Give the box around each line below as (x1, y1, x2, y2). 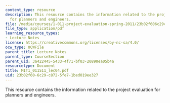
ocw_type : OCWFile (5, 45, 44, 50)
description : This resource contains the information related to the (5, 12, 155, 17)
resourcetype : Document (5, 63, 56, 68)
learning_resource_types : (5, 31, 60, 36)
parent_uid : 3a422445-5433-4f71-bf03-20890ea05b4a (5, 59, 114, 64)
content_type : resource (5, 7, 56, 13)
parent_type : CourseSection (5, 54, 65, 59)
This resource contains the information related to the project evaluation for (5, 86, 161, 92)
